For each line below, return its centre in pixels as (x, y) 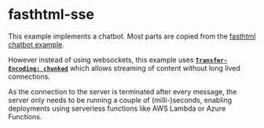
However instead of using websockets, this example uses (101, 60)
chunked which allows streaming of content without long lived (142, 68)
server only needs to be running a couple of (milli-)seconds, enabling (120, 100)
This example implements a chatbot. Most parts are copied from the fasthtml (132, 36)
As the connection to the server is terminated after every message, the (123, 91)
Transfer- (211, 60)
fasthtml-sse (51, 15)
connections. (29, 76)
